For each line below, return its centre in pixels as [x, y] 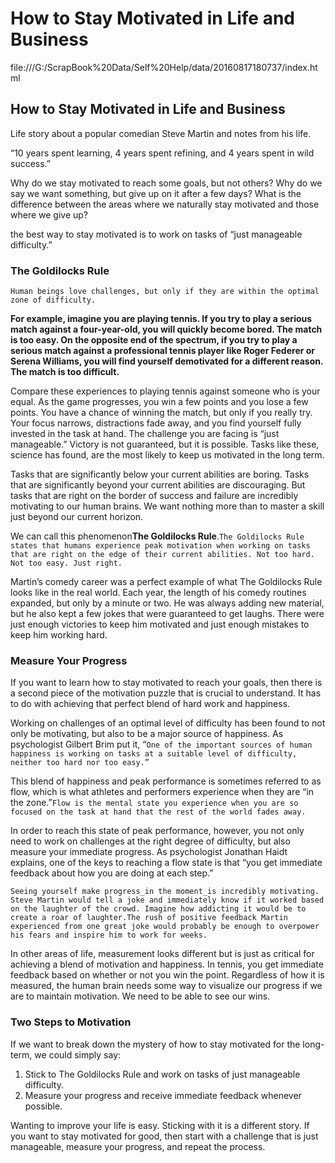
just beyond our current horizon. [77, 517]
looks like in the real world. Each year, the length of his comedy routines [158, 593]
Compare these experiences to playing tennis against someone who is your [165, 391]
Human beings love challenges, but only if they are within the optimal [165, 292]
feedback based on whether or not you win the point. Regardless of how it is [167, 975]
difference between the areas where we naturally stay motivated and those [165, 204]
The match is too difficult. [65, 372]
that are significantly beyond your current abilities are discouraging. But [158, 485]
